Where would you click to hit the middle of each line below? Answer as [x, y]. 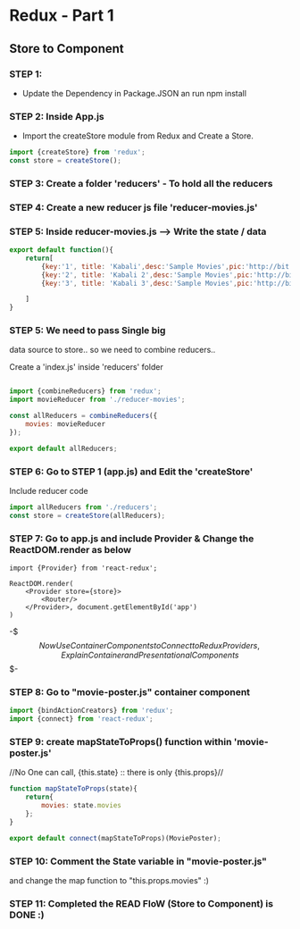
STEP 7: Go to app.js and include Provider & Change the [132, 539]
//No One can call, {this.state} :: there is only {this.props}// [117, 773]
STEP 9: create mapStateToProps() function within [121, 742]
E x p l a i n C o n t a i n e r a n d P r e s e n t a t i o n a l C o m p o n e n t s [150, 655]
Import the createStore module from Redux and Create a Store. [138, 136]
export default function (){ [62, 250]
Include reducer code [49, 491]
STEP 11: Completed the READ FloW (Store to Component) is [142, 903]
